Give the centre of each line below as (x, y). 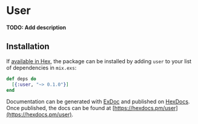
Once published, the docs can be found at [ (61, 108)
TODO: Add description (36, 27)
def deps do (21, 79)
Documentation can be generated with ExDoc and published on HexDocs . (98, 102)
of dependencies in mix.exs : (41, 67)
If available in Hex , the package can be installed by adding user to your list (99, 61)
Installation (28, 46)
